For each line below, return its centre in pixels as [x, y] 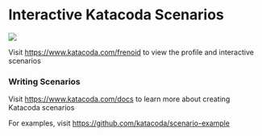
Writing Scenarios [44, 81]
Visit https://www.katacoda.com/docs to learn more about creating [119, 99]
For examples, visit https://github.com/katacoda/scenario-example [119, 123]
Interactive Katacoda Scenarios [116, 15]
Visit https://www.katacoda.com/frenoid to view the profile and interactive [131, 52]
